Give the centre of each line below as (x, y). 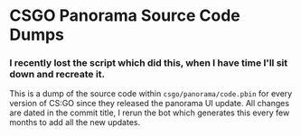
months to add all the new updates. (75, 122)
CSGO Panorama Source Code (125, 16)
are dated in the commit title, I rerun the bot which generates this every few (150, 113)
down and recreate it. (57, 75)
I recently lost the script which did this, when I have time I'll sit (148, 63)
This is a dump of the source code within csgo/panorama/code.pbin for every (151, 94)
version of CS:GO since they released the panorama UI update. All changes (150, 104)
